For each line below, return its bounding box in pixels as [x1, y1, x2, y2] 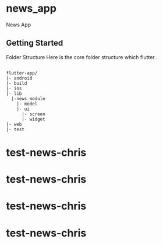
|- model [16, 101, 38, 107]
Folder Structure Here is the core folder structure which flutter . [6, 53, 158, 60]
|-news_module [11, 95, 45, 101]
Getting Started [6, 38, 63, 48]
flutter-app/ [6, 70, 38, 76]
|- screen [21, 111, 45, 117]
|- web [6, 121, 22, 127]
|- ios [6, 85, 22, 91]
